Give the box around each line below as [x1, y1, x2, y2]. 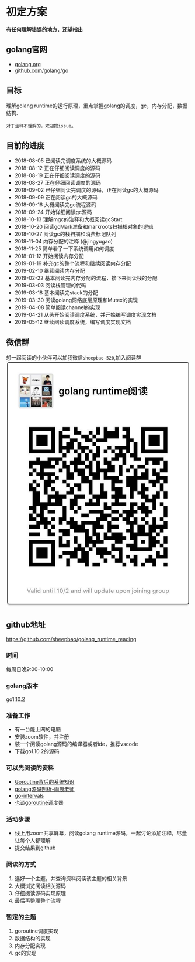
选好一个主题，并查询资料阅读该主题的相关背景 [14, 875, 127, 882]
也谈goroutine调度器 [14, 799, 64, 807]
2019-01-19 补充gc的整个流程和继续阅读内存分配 [14, 260, 131, 267]
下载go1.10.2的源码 [14, 747, 60, 754]
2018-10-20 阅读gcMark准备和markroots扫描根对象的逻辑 [14, 223, 154, 231]
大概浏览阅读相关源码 [14, 882, 66, 889]
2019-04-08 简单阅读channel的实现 [14, 304, 100, 311]
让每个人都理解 [14, 837, 51, 844]
